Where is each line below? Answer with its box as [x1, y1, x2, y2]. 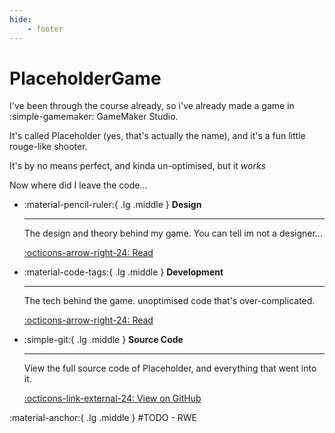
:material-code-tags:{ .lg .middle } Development [23, 266, 224, 278]
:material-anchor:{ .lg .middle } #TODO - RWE [9, 412, 197, 424]
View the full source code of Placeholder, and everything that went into [23, 362, 317, 375]
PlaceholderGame [9, 67, 162, 90]
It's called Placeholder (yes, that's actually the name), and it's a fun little [9, 130, 306, 142]
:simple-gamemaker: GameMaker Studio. [9, 111, 179, 123]
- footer [27, 24, 64, 34]
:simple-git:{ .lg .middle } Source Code [23, 334, 184, 346]
